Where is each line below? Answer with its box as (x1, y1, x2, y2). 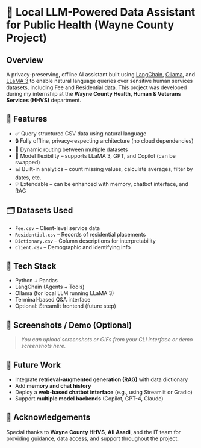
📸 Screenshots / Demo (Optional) (6, 320, 132, 330)
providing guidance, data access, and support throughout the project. (6, 435, 179, 442)
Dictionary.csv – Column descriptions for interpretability (14, 237, 156, 244)
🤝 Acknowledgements (6, 412, 91, 423)
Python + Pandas (14, 277, 58, 284)
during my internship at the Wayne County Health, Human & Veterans (6, 90, 182, 97)
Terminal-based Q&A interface (14, 296, 91, 303)
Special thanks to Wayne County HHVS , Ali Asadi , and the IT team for (6, 428, 181, 435)
